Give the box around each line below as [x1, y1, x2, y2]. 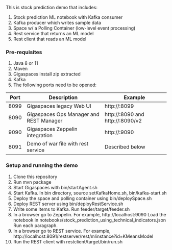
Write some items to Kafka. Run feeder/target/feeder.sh [13, 206, 130, 212]
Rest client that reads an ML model [13, 36, 87, 42]
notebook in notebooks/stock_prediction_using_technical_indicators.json [13, 217, 166, 223]
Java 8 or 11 [13, 60, 38, 66]
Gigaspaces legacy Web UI [27, 103, 91, 110]
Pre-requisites [6, 48, 42, 56]
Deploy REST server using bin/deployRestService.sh [13, 201, 124, 207]
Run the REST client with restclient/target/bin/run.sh [13, 238, 123, 244]
